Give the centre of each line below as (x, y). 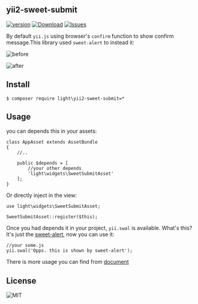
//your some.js (25, 246)
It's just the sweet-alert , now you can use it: (60, 234)
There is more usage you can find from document (67, 262)
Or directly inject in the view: (41, 195)
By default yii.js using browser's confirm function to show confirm (90, 36)
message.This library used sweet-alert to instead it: (70, 42)
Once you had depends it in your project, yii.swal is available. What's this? (99, 228)
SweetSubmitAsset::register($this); (52, 217)
